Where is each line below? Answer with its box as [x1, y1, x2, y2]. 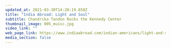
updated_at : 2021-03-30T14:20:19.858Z [5, 7, 88, 12]
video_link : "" [5, 26, 38, 31]
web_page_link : [5, 30, 38, 35]
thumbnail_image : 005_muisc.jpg [5, 21, 74, 26]
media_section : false [5, 35, 51, 40]
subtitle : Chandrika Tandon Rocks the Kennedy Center [5, 16, 122, 21]
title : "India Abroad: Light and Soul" [5, 12, 90, 17]
